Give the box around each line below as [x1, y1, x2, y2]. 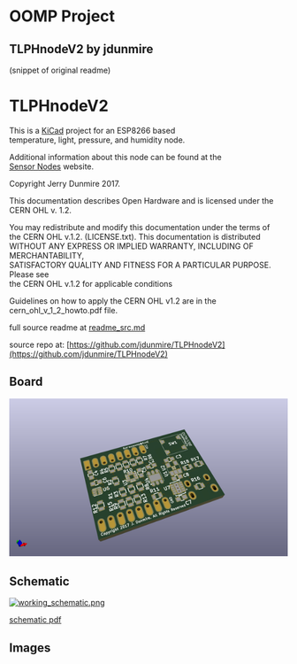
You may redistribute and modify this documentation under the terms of [9, 221, 270, 232]
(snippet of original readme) [9, 65, 111, 75]
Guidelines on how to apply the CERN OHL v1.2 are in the [9, 295, 217, 306]
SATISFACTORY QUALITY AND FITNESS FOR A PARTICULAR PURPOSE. [9, 259, 271, 270]
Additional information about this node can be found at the [9, 151, 223, 162]
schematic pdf [9, 614, 62, 625]
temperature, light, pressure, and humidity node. [9, 135, 186, 145]
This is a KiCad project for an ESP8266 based [9, 125, 176, 135]
